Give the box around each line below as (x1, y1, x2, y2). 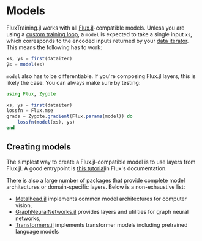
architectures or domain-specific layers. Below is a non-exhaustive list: (6, 183, 185, 191)
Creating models (6, 142, 72, 152)
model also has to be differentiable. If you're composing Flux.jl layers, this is (6, 72, 196, 80)
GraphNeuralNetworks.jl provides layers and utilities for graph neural (15, 208, 189, 215)
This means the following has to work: (6, 44, 102, 51)
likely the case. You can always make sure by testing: (6, 79, 141, 86)
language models (15, 227, 59, 235)
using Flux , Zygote (6, 90, 56, 97)
